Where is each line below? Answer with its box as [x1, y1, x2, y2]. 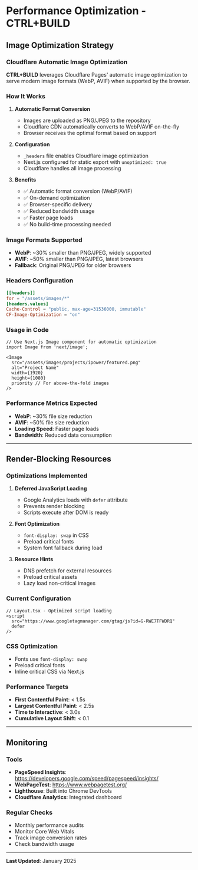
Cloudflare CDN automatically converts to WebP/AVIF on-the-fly [23, 123, 180, 130]
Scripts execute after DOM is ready [23, 509, 109, 516]
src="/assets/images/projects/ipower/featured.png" [11, 360, 141, 366]
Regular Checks [6, 808, 53, 816]
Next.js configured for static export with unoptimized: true [23, 159, 167, 166]
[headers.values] [6, 301, 49, 307]
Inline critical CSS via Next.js [14, 668, 84, 675]
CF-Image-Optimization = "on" [6, 312, 81, 318]
